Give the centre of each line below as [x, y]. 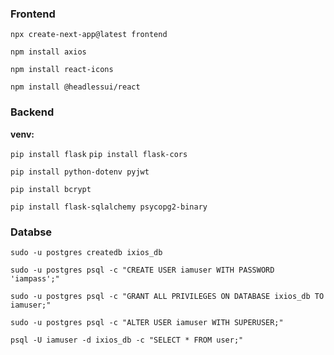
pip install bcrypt [51, 189]
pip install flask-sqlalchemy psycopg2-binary [109, 207]
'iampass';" [35, 278]
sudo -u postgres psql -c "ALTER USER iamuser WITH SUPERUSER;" [147, 322]
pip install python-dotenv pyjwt [80, 172]
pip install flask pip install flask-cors [99, 154]
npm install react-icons [62, 70]
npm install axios [48, 52]
